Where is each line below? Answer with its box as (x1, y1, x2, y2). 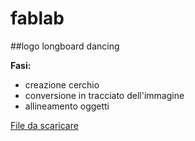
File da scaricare (10, 119, 79, 131)
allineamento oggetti (24, 100, 110, 112)
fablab (10, 7, 65, 30)
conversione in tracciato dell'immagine (24, 89, 185, 101)
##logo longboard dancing (10, 40, 120, 52)
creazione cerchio (24, 78, 100, 91)
